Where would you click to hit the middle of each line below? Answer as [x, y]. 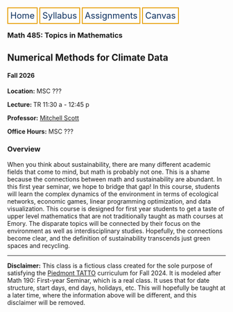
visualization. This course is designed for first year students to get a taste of [116, 208]
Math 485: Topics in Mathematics [65, 35]
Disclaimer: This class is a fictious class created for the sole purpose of [110, 265]
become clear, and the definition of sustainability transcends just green [109, 238]
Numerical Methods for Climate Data [88, 58]
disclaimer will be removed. [46, 302]
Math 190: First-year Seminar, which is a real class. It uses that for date [109, 280]
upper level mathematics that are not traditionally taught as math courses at [115, 216]
